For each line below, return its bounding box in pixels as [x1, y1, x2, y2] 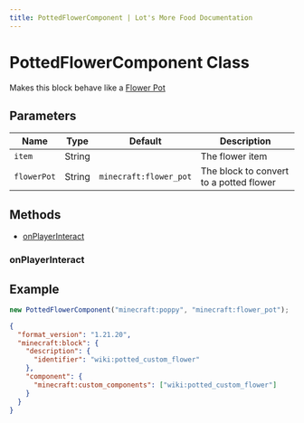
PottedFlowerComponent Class [9, 52, 251, 72]
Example [9, 281, 60, 296]
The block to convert [200, 164, 290, 177]
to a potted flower [200, 176, 276, 189]
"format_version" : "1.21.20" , [17, 330, 131, 339]
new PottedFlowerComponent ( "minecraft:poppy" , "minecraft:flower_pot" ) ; [9, 305, 290, 315]
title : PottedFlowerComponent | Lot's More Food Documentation [9, 13, 253, 23]
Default [128, 135, 162, 147]
